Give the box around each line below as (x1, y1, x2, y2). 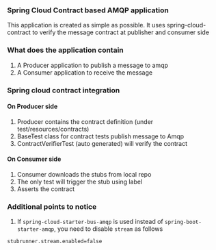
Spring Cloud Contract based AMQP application (7, 5, 169, 15)
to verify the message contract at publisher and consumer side (31, 28, 210, 36)
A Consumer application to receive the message (16, 68, 152, 77)
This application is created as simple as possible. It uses (7, 21, 165, 29)
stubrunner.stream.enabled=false (7, 238, 103, 245)
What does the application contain (7, 45, 124, 55)
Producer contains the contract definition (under (16, 117, 154, 125)
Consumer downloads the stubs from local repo (16, 170, 152, 178)
